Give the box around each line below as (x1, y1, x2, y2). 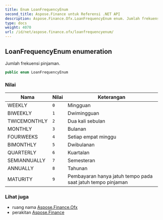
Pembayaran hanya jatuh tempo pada (67, 173, 153, 179)
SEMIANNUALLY (7, 157, 46, 164)
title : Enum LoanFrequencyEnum (5, 7, 68, 12)
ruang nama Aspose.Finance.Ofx (12, 204, 78, 210)
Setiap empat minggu (67, 133, 116, 140)
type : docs (5, 20, 27, 26)
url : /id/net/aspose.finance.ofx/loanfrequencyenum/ (5, 30, 114, 34)
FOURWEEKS (7, 133, 38, 140)
